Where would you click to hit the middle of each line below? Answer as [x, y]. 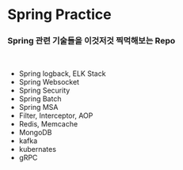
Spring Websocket [49, 82]
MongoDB [35, 133]
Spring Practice [59, 15]
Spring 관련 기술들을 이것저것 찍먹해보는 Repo [91, 41]
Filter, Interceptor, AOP [56, 115]
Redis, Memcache [48, 124]
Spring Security [44, 91]
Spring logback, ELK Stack [62, 74]
